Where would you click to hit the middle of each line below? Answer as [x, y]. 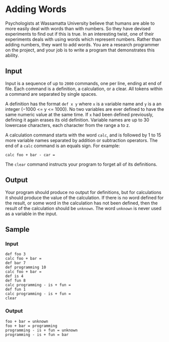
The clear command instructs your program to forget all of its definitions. [81, 164]
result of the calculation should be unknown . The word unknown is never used [83, 208]
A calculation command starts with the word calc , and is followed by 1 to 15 [83, 135]
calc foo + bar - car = [30, 155]
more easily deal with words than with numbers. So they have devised [78, 28]
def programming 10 [26, 267]
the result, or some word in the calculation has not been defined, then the [81, 203]
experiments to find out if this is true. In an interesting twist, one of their [80, 34]
